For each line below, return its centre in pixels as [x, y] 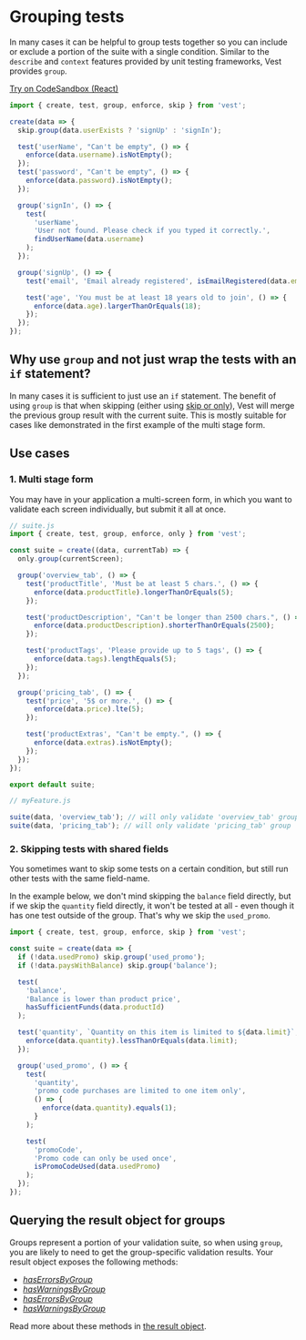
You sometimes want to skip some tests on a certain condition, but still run [149, 869]
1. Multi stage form [51, 480]
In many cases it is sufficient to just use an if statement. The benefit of [143, 396]
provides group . [38, 71]
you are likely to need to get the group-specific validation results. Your [142, 1252]
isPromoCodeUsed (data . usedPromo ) [97, 1167]
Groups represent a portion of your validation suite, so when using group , [146, 1242]
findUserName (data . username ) [89, 239]
